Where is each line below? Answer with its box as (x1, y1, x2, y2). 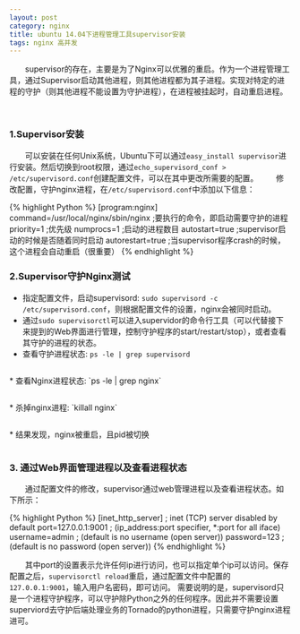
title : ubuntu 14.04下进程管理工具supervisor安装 (9, 30, 186, 39)
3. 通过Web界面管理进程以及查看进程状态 (9, 461, 188, 474)
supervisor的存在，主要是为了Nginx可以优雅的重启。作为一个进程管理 (25, 64, 282, 74)
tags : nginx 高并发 (9, 38, 78, 47)
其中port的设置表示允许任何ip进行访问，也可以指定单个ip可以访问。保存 (25, 560, 289, 570)
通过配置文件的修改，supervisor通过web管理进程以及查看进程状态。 (25, 484, 277, 494)
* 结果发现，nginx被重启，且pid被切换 (9, 429, 150, 440)
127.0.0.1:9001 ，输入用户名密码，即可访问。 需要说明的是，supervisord (9, 582, 277, 593)
